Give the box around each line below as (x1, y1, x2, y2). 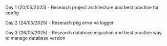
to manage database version (5, 35, 66, 41)
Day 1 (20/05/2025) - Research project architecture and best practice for (5, 5, 159, 10)
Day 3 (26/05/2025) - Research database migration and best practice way (5, 30, 162, 35)
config (5, 10, 19, 16)
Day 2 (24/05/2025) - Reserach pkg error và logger (5, 20, 114, 26)
